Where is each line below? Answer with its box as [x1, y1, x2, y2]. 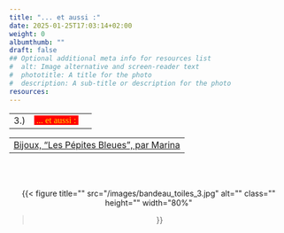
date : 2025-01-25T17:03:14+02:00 [9, 21, 133, 30]
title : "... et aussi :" [9, 12, 101, 22]
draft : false [9, 46, 58, 55]
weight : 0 [9, 29, 46, 38]
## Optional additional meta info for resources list [9, 54, 212, 63]
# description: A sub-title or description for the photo [9, 79, 232, 88]
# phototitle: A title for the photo [9, 71, 152, 80]
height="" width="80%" [104, 197, 193, 208]
